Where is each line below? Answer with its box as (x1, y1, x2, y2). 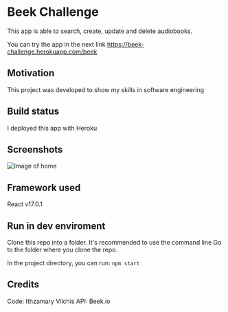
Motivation (7, 67, 55, 79)
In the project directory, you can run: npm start (7, 259, 140, 267)
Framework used (7, 181, 81, 193)
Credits (7, 279, 40, 291)
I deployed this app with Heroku (7, 124, 98, 132)
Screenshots (7, 144, 63, 155)
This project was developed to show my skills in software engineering (7, 85, 205, 93)
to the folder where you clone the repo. (7, 245, 118, 254)
